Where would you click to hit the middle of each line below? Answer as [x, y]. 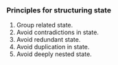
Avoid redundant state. [48, 40]
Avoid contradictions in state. [57, 32]
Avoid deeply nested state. [54, 54]
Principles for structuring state [59, 10]
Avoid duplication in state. [53, 47]
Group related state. [45, 25]
